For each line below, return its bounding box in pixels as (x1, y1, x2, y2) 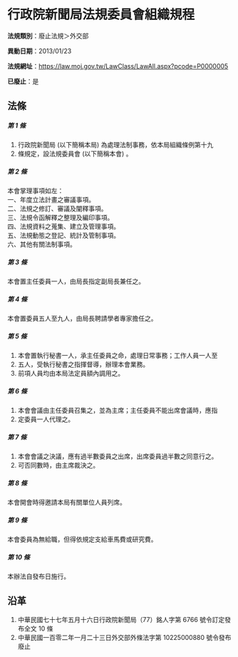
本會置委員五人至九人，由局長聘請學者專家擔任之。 (7, 314, 157, 323)
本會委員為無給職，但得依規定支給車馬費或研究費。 (7, 535, 157, 543)
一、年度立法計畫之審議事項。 (7, 196, 95, 204)
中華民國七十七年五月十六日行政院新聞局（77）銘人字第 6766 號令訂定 (17, 615, 225, 623)
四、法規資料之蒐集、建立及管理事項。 (7, 222, 120, 231)
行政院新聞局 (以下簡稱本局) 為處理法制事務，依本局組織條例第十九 (17, 141, 214, 149)
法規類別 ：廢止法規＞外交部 (7, 31, 89, 40)
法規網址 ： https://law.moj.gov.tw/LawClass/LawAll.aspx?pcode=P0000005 (7, 61, 229, 70)
